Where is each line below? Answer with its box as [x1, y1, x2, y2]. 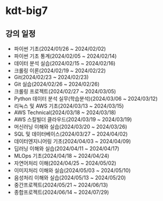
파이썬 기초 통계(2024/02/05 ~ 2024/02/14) [13, 52, 117, 59]
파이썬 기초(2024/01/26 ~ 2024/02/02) [13, 45, 106, 52]
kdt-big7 [5, 4, 48, 17]
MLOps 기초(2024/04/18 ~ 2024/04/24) [13, 153, 109, 159]
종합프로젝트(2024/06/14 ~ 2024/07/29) [13, 189, 109, 196]
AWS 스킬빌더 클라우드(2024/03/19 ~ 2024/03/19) [13, 116, 132, 123]
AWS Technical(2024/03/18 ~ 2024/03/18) [13, 109, 116, 116]
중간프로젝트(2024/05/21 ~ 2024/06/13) [13, 182, 108, 188]
